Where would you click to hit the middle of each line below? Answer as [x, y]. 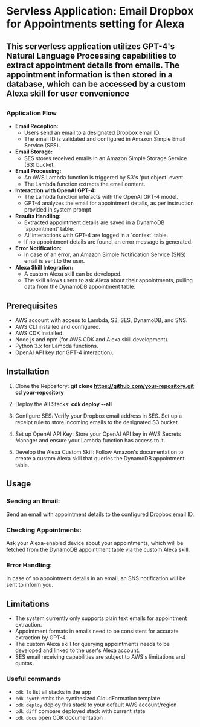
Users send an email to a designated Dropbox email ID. [92, 133]
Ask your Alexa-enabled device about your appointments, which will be [95, 543]
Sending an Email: [33, 501]
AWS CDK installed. [40, 333]
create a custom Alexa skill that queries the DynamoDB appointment [100, 458]
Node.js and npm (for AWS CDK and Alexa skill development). [92, 340]
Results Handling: [38, 216]
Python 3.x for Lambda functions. [56, 346]
